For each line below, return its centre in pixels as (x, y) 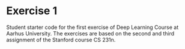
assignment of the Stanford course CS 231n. (61, 40)
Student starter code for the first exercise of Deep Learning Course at (92, 27)
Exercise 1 (32, 11)
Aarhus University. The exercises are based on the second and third (90, 33)
